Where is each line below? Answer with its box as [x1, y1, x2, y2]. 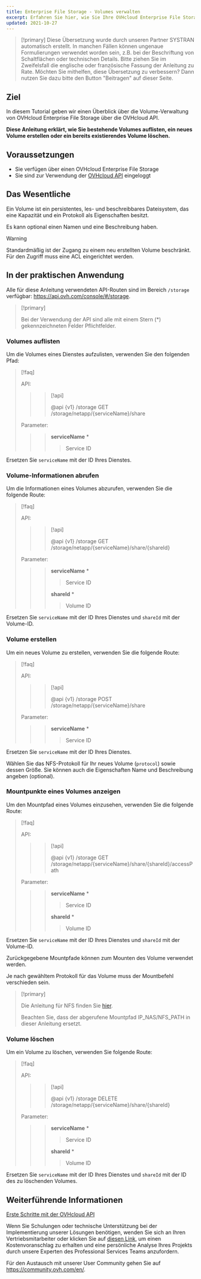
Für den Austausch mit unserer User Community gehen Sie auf [6, 1259, 161, 1266]
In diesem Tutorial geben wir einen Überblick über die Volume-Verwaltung [6, 108, 189, 115]
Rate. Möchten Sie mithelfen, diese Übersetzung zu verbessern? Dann [20, 68, 194, 76]
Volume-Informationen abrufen [6, 471, 99, 480]
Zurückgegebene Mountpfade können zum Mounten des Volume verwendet [6, 954, 193, 961]
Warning [6, 234, 27, 242]
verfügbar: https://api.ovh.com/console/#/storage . [6, 292, 130, 300]
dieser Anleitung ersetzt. [20, 1020, 82, 1027]
